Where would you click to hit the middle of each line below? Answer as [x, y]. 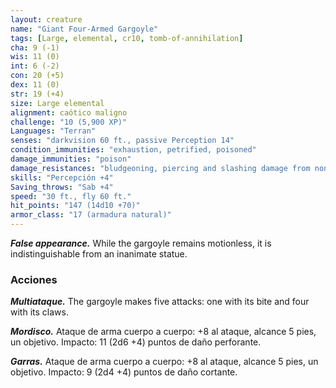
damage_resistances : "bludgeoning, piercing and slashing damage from [160, 168]
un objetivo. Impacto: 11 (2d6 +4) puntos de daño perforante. [136, 342]
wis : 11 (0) [35, 57]
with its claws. [39, 312]
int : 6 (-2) [35, 66]
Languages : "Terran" [53, 131]
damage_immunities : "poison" [71, 159]
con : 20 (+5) [37, 76]
